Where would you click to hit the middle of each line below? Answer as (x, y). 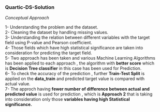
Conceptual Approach (27, 18)
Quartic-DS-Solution (30, 7)
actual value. (18, 84)
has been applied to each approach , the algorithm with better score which (80, 63)
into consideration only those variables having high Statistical (67, 99)
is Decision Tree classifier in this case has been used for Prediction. (73, 68)
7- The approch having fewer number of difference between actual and (77, 89)
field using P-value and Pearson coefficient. (49, 43)
